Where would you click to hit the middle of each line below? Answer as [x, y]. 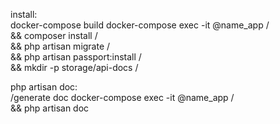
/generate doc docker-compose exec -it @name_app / [122, 97]
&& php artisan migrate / [60, 46]
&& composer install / [54, 35]
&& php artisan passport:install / [76, 57]
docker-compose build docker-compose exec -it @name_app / [140, 25]
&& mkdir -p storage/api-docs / [74, 67]
